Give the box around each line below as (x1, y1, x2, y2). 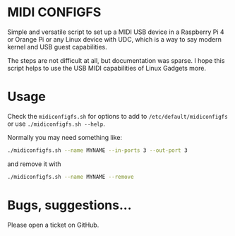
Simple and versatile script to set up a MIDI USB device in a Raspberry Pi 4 (7, 28, 224, 36)
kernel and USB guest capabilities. (7, 42, 107, 51)
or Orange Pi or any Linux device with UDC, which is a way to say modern (7, 35, 222, 43)
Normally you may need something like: (7, 133, 122, 141)
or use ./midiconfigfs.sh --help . (7, 119, 106, 128)
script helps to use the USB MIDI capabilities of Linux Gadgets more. (7, 64, 207, 72)
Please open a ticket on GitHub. (7, 220, 100, 229)
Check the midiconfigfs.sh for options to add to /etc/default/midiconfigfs (7, 112, 228, 120)
